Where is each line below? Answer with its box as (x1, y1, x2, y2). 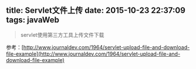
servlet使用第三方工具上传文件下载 (20, 31, 104, 38)
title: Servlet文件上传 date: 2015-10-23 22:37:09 (6, 5, 186, 16)
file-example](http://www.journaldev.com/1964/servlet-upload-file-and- (6, 50, 181, 57)
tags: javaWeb (6, 15, 60, 25)
